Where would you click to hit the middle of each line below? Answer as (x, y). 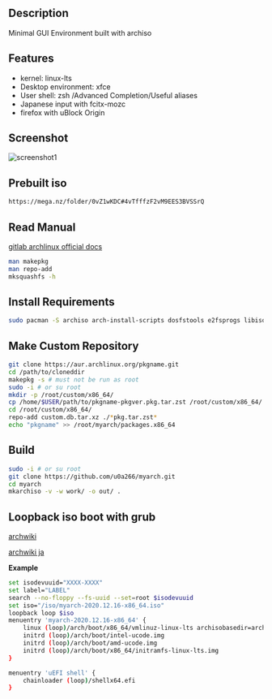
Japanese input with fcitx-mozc (73, 104)
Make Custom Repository (74, 345)
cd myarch (25, 484)
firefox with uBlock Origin (62, 112)
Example (23, 568)
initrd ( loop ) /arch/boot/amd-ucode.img (90, 643)
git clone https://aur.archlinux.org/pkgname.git (94, 365)
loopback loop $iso (41, 613)
